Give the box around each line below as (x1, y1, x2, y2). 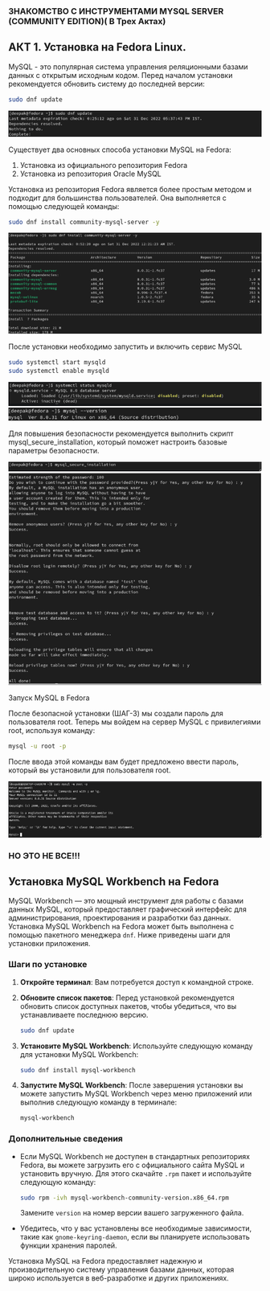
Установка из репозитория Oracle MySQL (19, 169, 162, 178)
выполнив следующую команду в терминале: (19, 1097, 178, 1107)
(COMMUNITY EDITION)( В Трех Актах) (8, 15, 166, 27)
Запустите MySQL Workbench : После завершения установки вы (19, 1080, 243, 1090)
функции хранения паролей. (19, 1240, 118, 1251)
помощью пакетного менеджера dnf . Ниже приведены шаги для (8, 930, 231, 940)
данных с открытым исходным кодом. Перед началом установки (8, 70, 233, 80)
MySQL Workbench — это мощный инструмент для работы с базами (8, 896, 243, 906)
